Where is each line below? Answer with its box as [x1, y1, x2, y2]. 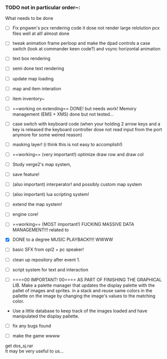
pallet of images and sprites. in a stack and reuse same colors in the [12, 287, 153, 293]
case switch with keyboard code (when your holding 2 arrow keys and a [12, 121, 161, 127]
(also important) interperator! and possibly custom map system [12, 181, 142, 187]
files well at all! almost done [12, 30, 70, 36]
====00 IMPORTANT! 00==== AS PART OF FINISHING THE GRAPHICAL [12, 276, 162, 283]
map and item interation [12, 85, 61, 91]
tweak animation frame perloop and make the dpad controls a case [12, 40, 151, 46]
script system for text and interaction [12, 266, 89, 273]
